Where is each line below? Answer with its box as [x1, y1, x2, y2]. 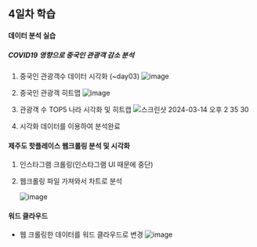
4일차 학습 [8, 7, 56, 21]
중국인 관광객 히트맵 [19, 88, 81, 97]
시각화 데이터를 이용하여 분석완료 [19, 121, 121, 131]
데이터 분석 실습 [8, 31, 56, 40]
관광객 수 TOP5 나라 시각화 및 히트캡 [19, 104, 132, 114]
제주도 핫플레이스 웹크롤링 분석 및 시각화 [8, 140, 131, 151]
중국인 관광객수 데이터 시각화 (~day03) [19, 71, 140, 81]
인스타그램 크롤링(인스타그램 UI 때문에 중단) [19, 160, 154, 169]
